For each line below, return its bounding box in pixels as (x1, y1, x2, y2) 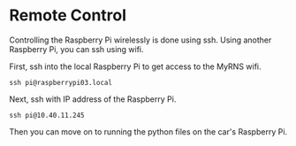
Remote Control (9, 5, 126, 26)
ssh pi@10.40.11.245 (9, 111, 86, 119)
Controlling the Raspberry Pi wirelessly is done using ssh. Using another (9, 35, 272, 45)
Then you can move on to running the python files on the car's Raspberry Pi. (9, 126, 288, 137)
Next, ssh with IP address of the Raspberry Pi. (9, 94, 177, 104)
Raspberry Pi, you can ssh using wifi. (9, 43, 144, 54)
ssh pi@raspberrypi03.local (9, 78, 113, 87)
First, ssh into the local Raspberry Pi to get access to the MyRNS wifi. (9, 61, 262, 72)
